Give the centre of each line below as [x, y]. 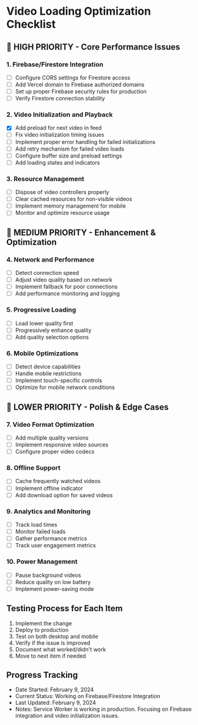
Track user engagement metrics [55, 546]
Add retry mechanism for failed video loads [70, 149]
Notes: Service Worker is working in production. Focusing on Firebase [103, 709]
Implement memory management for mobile [71, 206]
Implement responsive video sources [62, 445]
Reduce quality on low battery [53, 582]
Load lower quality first [44, 323]
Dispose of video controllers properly [62, 192]
